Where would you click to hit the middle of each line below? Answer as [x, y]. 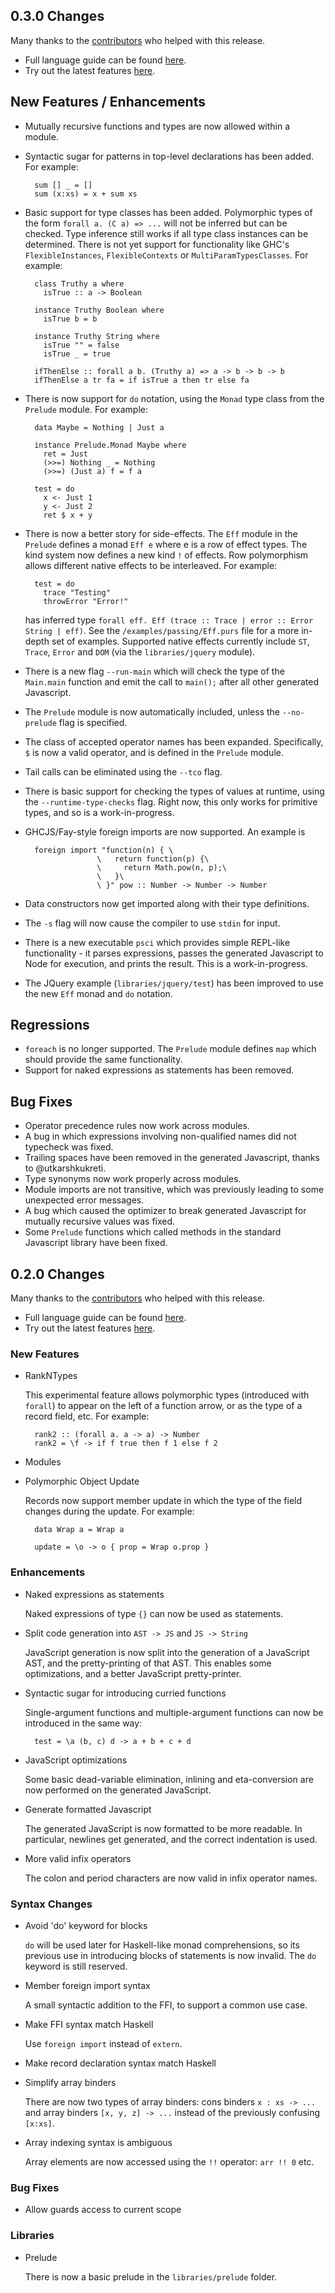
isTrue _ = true [77, 354]
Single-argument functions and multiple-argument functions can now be [174, 1712]
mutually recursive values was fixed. [100, 1221]
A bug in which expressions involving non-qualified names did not [160, 1136]
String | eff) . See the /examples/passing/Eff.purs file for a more [162, 630]
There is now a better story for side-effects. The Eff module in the [161, 533]
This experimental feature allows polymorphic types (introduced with [167, 1395]
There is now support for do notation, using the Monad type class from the [174, 398]
